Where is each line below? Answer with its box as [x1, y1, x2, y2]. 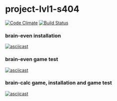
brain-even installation [5, 32, 61, 39]
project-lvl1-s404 [5, 3, 80, 15]
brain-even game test [5, 56, 58, 63]
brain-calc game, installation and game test [5, 79, 113, 86]
